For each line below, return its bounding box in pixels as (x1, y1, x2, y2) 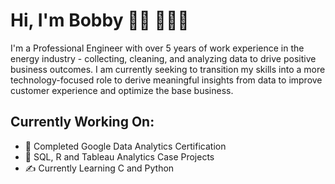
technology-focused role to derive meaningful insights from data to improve (10, 74, 323, 86)
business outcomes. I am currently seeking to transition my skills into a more (10, 63, 326, 75)
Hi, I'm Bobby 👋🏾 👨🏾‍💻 (10, 9, 190, 32)
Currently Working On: (10, 114, 155, 131)
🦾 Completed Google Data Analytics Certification (24, 140, 227, 152)
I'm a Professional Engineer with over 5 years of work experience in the (10, 42, 305, 54)
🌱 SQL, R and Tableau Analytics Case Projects (24, 150, 215, 163)
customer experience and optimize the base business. (10, 84, 234, 96)
